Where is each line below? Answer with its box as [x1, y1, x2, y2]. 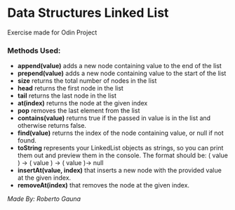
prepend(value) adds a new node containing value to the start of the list [17, 69, 227, 78]
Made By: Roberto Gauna [7, 195, 81, 203]
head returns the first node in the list [17, 84, 124, 93]
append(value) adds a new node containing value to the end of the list [17, 62, 222, 70]
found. [17, 136, 37, 145]
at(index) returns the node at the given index [17, 99, 148, 107]
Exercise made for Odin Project [7, 28, 98, 37]
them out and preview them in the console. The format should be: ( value [17, 151, 228, 159]
